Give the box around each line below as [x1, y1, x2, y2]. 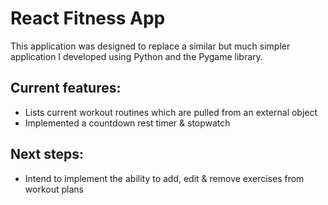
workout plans [24, 183, 84, 195]
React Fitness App [10, 7, 166, 30]
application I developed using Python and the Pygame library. [10, 50, 263, 62]
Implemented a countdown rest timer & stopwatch [24, 117, 231, 129]
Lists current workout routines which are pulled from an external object [24, 106, 318, 118]
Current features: [10, 80, 122, 97]
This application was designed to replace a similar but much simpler [10, 40, 291, 52]
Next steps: [10, 146, 85, 163]
